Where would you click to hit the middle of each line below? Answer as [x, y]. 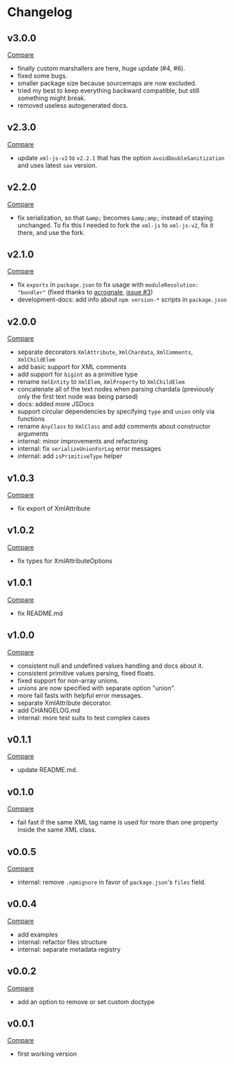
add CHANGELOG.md [49, 710]
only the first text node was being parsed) [78, 396]
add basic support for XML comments [72, 367]
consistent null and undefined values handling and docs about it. [110, 666]
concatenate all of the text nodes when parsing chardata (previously [116, 389]
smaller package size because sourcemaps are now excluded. [107, 83]
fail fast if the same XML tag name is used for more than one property [118, 822]
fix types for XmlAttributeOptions [65, 561]
